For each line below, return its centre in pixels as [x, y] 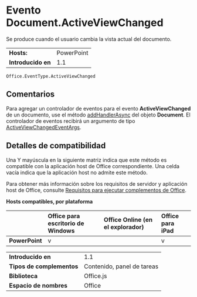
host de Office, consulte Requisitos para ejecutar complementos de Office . [96, 190]
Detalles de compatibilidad [56, 146]
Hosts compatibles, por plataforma [50, 201]
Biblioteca [23, 276]
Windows [61, 231]
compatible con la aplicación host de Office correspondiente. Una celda [93, 166]
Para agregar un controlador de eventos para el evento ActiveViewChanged [98, 108]
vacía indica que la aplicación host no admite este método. [77, 172]
